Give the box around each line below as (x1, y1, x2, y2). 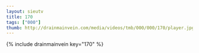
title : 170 (6, 14, 33, 20)
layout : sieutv (6, 8, 44, 15)
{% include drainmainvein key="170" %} (6, 41, 104, 48)
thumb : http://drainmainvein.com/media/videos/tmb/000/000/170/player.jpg (6, 24, 195, 31)
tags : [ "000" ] (6, 19, 41, 25)
